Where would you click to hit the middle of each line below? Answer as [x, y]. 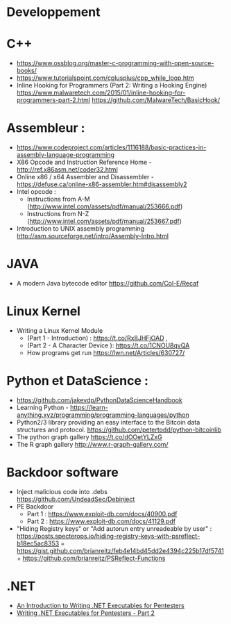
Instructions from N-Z [58, 214]
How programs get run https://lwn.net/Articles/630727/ [106, 352]
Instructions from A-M [59, 199]
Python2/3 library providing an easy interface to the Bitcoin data [108, 422]
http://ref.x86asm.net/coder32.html [67, 170]
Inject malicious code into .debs [62, 491]
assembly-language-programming [66, 155]
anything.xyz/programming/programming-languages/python [103, 415]
